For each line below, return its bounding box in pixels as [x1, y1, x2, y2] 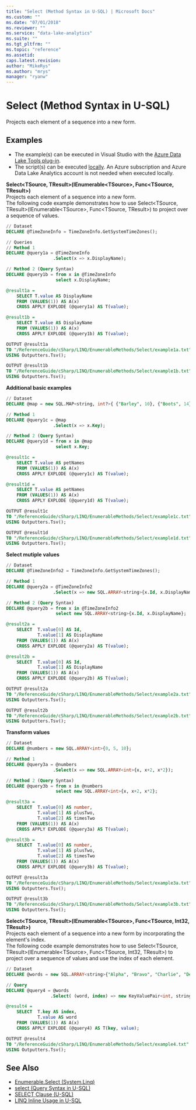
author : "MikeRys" [6, 63, 51, 69]
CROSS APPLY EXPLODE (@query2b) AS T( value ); [16, 675, 129, 682]
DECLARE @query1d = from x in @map [6, 438, 93, 445]
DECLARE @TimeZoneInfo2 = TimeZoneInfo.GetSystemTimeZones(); [6, 568, 160, 574]
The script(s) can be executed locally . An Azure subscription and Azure [14, 163, 187, 170]
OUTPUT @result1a [6, 341, 48, 347]
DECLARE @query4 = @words [6, 987, 69, 994]
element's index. [6, 936, 46, 943]
